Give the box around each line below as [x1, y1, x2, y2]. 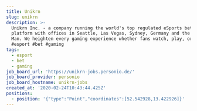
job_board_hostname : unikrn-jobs [6, 80, 88, 86]
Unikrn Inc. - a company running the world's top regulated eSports [11, 25, 182, 31]
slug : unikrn [6, 14, 38, 20]
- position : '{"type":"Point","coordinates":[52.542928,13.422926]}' [11, 96, 185, 102]
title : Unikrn [6, 8, 41, 15]
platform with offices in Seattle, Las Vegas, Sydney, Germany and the [11, 31, 191, 36]
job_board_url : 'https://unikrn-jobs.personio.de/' [6, 69, 135, 75]
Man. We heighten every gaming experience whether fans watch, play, [11, 36, 185, 42]
